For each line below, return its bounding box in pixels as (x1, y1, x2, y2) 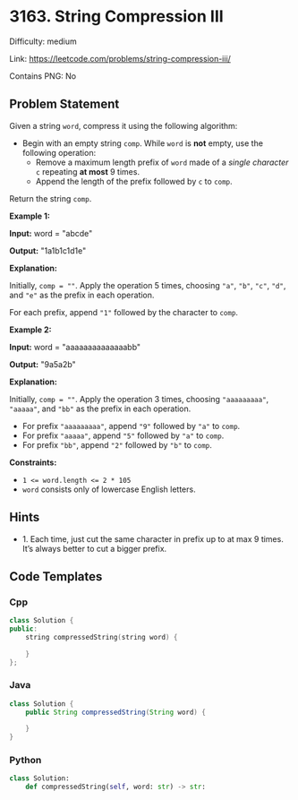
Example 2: (9, 324, 52, 335)
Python (9, 754, 42, 767)
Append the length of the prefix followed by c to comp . (35, 176, 233, 186)
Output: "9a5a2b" (9, 358, 76, 369)
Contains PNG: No (9, 70, 77, 82)
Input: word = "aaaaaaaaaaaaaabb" (9, 341, 141, 352)
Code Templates (9, 569, 103, 584)
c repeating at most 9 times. (35, 166, 140, 176)
